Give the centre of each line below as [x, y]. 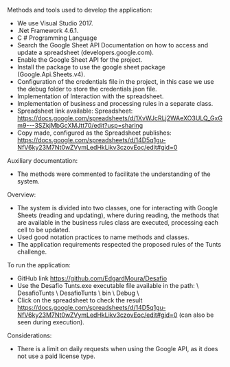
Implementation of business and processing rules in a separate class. [115, 103]
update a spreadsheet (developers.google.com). [85, 52]
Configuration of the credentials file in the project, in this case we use [115, 81]
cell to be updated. [44, 230]
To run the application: [39, 265]
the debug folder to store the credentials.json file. [87, 89]
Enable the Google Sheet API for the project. [80, 60]
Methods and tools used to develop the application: [80, 10]
